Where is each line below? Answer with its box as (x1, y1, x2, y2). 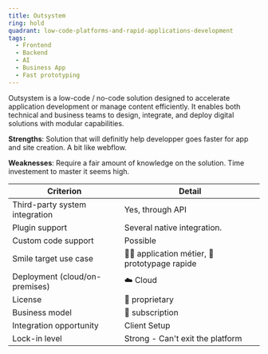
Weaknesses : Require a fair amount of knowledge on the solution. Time (8, 157, 245, 168)
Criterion (47, 185, 82, 197)
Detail (178, 185, 202, 197)
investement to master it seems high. (8, 166, 130, 176)
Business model (12, 307, 72, 318)
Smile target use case (12, 253, 93, 264)
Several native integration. (124, 221, 223, 233)
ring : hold (8, 19, 45, 27)
